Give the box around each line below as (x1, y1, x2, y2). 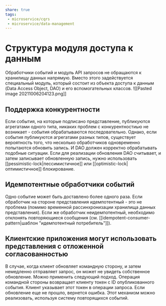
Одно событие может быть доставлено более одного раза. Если (5, 194, 143, 200)
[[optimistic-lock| (92, 161, 128, 167)
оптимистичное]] (5, 166, 42, 172)
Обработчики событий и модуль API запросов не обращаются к (5, 70, 142, 76)
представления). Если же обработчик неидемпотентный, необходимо (5, 209, 155, 215)
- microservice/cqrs (7, 16, 50, 21)
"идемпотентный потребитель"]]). (39, 220, 112, 226)
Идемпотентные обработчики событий (5, 180, 135, 189)
